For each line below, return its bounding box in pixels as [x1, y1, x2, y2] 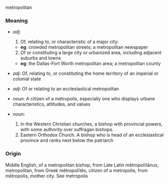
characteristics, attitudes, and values [12, 101, 91, 107]
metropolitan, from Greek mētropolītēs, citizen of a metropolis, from [5, 167, 148, 173]
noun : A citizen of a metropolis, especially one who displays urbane [12, 96, 155, 102]
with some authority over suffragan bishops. [20, 127, 114, 133]
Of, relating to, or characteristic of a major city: [20, 38, 119, 45]
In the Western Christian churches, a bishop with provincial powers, [20, 121, 163, 127]
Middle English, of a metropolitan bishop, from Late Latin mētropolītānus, [5, 161, 159, 168]
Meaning [5, 17, 28, 24]
